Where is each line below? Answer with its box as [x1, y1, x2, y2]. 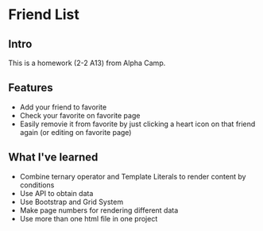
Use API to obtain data [19, 188, 94, 198]
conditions [19, 180, 55, 190]
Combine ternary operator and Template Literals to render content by [19, 171, 246, 181]
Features [8, 81, 53, 94]
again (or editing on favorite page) [19, 127, 132, 137]
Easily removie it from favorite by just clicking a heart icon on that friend [19, 119, 256, 129]
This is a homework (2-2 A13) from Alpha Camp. [8, 58, 166, 67]
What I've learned [8, 151, 99, 164]
